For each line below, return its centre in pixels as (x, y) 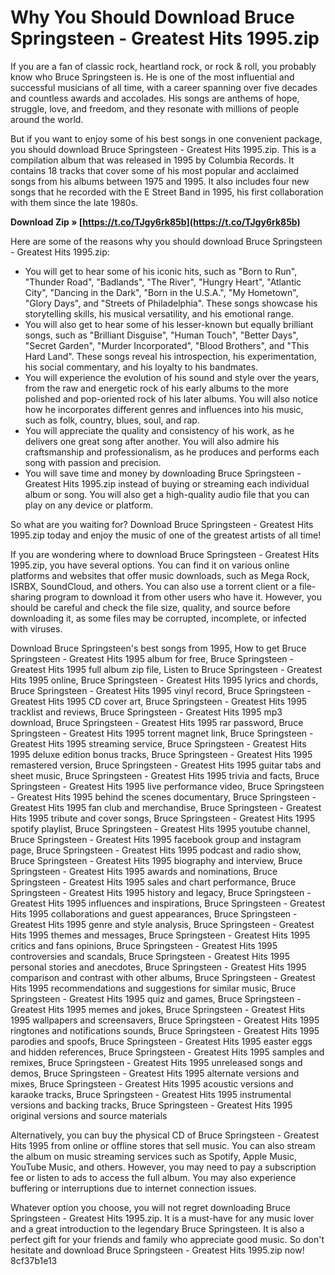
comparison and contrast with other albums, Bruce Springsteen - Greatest (163, 977)
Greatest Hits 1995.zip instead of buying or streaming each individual (167, 483)
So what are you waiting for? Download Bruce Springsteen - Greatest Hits (162, 524)
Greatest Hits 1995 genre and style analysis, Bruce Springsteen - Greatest (162, 924)
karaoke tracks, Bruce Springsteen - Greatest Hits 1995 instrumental (151, 1094)
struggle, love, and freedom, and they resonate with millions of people (154, 108)
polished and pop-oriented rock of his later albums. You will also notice (171, 398)
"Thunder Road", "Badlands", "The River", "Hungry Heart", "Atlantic (163, 282)
